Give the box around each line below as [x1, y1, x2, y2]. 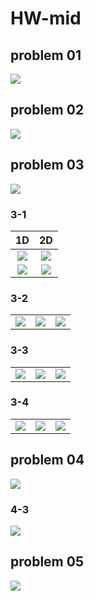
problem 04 [10, 452, 85, 469]
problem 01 [10, 47, 82, 64]
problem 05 [10, 553, 84, 571]
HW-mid [10, 7, 82, 30]
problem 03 [10, 157, 85, 174]
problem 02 [10, 102, 85, 119]
